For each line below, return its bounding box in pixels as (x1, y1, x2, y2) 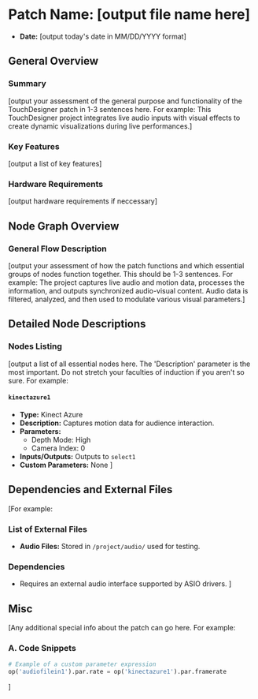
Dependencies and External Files (8, 483, 173, 496)
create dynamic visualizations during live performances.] (8, 121, 193, 131)
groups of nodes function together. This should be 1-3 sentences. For (8, 269, 234, 278)
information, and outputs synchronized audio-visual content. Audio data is (8, 286, 249, 295)
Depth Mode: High (31, 435, 91, 444)
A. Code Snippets (8, 642, 76, 653)
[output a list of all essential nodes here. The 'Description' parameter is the (8, 359, 251, 368)
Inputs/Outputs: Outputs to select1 (19, 451, 136, 461)
